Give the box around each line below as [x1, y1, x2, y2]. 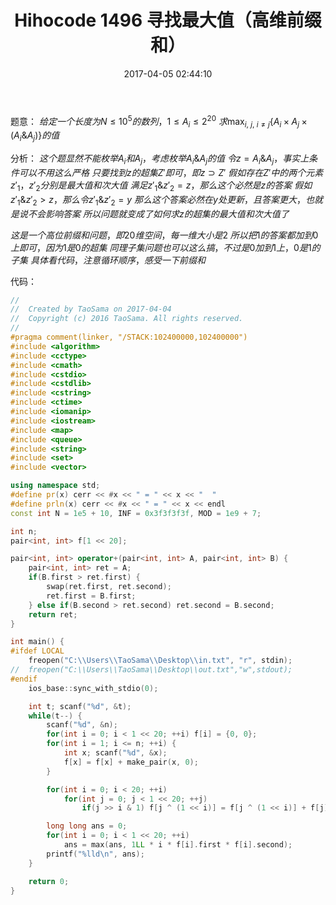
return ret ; [28, 609, 78, 620]
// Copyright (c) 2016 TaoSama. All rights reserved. [10, 314, 244, 324]
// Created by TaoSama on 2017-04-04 [10, 304, 172, 315]
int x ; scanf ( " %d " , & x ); [63, 748, 168, 758]
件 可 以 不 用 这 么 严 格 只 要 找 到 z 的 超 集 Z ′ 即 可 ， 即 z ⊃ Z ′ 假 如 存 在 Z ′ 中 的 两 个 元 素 [10, 166, 324, 178]
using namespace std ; [10, 481, 101, 491]
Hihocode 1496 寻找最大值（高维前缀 [14, 9, 322, 32]
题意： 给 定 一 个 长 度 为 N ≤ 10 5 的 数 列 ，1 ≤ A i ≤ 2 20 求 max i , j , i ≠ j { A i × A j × [10, 113, 308, 130]
